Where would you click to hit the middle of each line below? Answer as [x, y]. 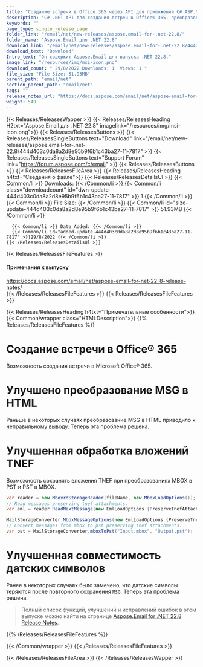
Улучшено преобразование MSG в [97, 390]
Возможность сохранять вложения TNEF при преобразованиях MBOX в [99, 480]
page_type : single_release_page [47, 29]
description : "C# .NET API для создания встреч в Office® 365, [88, 18]
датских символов [56, 568]
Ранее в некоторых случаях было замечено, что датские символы [92, 585]
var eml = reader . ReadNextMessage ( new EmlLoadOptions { [78, 509]
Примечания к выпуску [38, 267]
